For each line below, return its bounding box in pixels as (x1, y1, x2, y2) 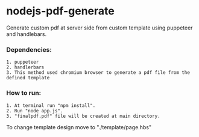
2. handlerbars (6, 64, 45, 70)
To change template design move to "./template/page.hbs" (6, 123, 152, 130)
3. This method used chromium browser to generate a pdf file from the (6, 70, 190, 76)
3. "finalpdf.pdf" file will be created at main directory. (6, 113, 161, 119)
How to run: (6, 89, 42, 97)
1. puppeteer (6, 59, 39, 65)
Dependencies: (6, 45, 52, 53)
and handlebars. (6, 30, 47, 37)
